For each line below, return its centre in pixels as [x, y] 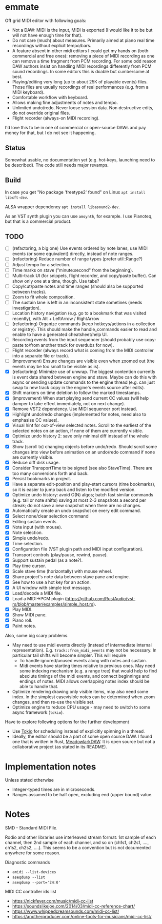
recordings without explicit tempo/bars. [52, 45]
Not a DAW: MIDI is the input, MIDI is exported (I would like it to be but [82, 30]
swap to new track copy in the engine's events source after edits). [79, 388]
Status [15, 148]
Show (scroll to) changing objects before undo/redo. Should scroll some [84, 446]
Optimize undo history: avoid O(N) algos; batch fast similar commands [83, 494]
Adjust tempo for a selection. [41, 264]
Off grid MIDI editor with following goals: [46, 20]
